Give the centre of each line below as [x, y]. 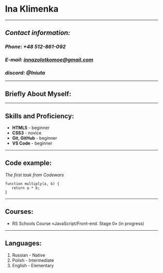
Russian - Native [28, 255]
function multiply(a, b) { [32, 183]
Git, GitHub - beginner [34, 138]
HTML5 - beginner [31, 128]
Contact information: [38, 33]
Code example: [28, 163]
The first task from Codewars [34, 175]
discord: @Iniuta [25, 73]
